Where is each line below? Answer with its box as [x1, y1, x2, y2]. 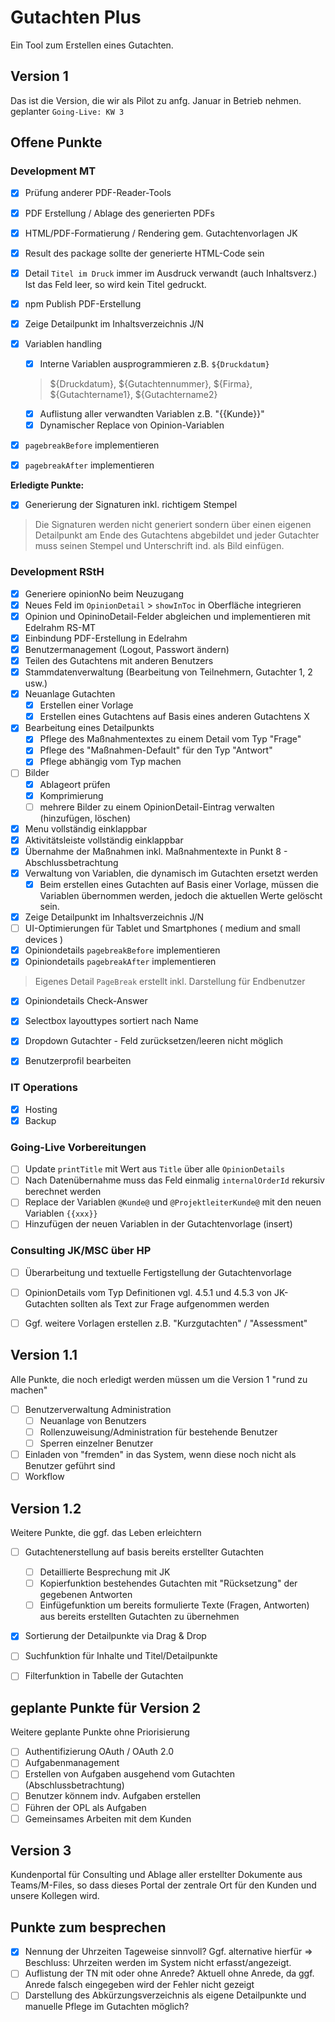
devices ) [24, 934, 64, 946]
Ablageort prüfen [39, 778, 111, 790]
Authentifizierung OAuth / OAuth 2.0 [24, 1746, 175, 1758]
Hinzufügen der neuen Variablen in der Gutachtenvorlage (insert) [24, 1218, 293, 1230]
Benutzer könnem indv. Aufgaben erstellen [24, 1790, 202, 1802]
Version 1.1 [10, 1347, 78, 1364]
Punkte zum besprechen [10, 1919, 167, 1936]
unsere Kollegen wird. [10, 1890, 100, 1902]
